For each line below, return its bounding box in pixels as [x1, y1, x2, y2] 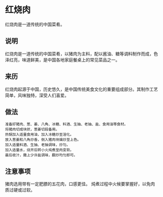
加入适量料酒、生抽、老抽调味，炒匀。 [5, 143, 70, 148]
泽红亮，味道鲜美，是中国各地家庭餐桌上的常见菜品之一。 [5, 57, 120, 63]
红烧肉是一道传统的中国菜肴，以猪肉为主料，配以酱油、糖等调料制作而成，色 [5, 50, 158, 56]
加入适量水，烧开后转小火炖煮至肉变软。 [5, 148, 74, 153]
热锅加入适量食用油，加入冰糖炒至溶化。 [5, 132, 74, 137]
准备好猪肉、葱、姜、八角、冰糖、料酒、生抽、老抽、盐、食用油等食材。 [5, 122, 128, 127]
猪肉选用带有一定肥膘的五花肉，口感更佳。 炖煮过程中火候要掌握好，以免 [5, 181, 151, 187]
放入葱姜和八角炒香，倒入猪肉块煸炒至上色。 [5, 137, 81, 142]
